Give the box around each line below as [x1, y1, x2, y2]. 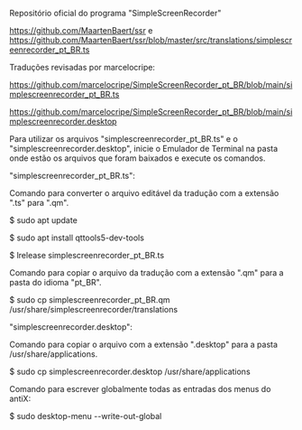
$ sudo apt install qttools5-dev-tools [9, 232, 144, 243]
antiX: [9, 393, 32, 404]
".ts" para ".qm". [9, 198, 69, 208]
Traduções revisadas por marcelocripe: [9, 62, 156, 72]
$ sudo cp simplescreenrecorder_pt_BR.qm [9, 294, 170, 305]
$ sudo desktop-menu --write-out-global [9, 411, 162, 421]
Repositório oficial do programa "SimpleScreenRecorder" [9, 8, 222, 18]
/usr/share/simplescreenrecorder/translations [9, 304, 178, 314]
